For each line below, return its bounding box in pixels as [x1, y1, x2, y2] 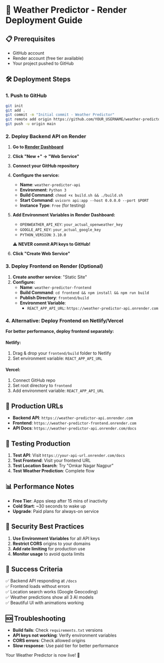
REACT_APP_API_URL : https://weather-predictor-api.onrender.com [27, 305, 159, 311]
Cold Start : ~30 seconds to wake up [12, 503, 86, 509]
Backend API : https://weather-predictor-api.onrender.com [12, 415, 133, 421]
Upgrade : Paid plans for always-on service [12, 508, 99, 514]
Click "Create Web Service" [12, 251, 71, 256]
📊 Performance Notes [5, 483, 74, 491]
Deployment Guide [5, 15, 83, 26]
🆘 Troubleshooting [5, 614, 66, 623]
